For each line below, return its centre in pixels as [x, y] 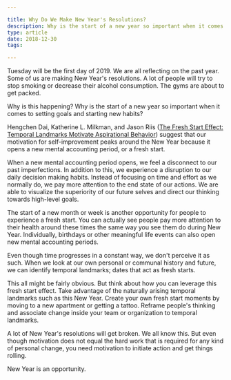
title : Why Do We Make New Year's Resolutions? [77, 19]
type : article [28, 32]
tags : [15, 46]
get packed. [24, 93]
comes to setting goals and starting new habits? [75, 114]
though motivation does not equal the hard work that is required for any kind [115, 341]
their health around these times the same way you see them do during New [114, 227]
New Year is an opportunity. [47, 369]
